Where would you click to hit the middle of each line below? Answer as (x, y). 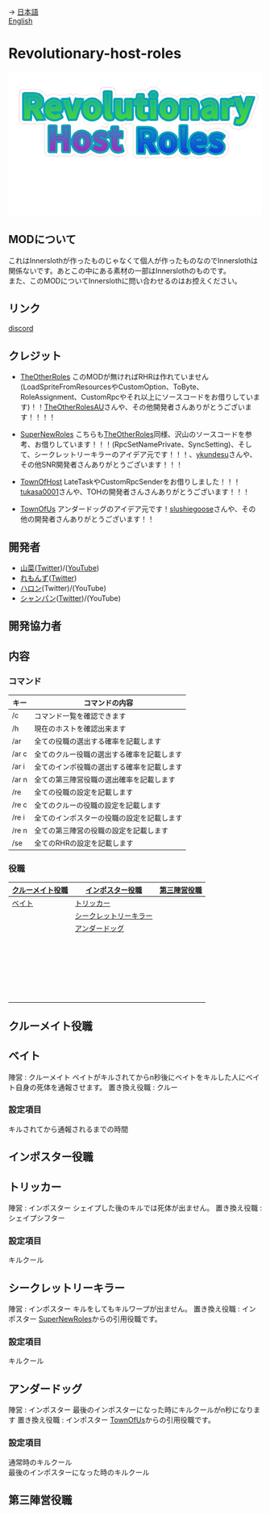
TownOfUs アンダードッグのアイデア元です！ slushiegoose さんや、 (131, 509)
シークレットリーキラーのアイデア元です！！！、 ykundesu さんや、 (145, 455)
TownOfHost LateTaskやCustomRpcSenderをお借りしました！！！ (130, 482)
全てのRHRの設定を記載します (84, 843)
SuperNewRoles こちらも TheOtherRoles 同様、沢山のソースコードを (133, 434)
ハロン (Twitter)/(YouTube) (63, 588)
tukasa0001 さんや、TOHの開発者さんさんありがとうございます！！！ (135, 492)
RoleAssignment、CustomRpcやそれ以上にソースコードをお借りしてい (137, 397)
